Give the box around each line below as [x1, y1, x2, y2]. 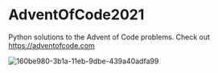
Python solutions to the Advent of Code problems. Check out [8, 32, 211, 42]
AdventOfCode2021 [8, 6, 145, 24]
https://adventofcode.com [8, 40, 95, 50]
